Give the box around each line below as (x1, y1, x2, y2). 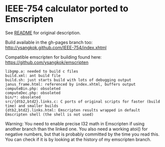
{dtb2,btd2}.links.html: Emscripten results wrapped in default (5, 108, 140, 112)
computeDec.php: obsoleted (5, 90, 61, 95)
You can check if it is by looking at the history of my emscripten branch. (5, 136, 152, 142)
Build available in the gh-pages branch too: (5, 39, 93, 45)
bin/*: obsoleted (5, 95, 41, 100)
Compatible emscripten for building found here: (5, 54, 102, 60)
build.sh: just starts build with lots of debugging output (5, 77, 132, 82)
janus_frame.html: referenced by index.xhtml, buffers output (5, 82, 136, 87)
